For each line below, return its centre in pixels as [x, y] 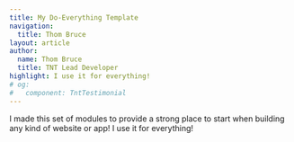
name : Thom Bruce [50, 59]
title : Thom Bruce [52, 34]
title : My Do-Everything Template [74, 18]
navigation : [31, 26]
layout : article [40, 43]
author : [24, 51]
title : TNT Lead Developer [68, 68]
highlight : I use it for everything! [80, 76]
